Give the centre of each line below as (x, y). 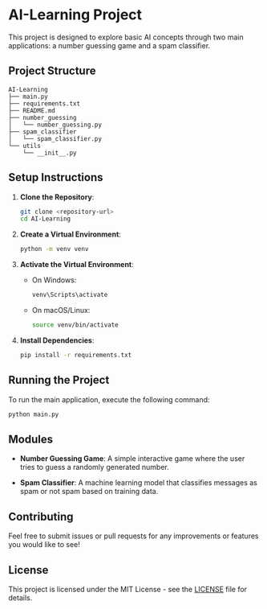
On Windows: (54, 280)
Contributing (41, 516)
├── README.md (32, 110)
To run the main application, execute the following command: (109, 399)
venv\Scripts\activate (70, 295)
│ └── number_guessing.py (55, 125)
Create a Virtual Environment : (71, 234)
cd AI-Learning (45, 219)
